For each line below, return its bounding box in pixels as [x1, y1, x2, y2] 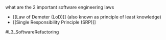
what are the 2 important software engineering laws [5, 4, 114, 10]
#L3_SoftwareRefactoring [5, 29, 59, 34]
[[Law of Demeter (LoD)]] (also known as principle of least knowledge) [12, 14, 162, 19]
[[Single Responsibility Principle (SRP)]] [12, 19, 96, 25]
